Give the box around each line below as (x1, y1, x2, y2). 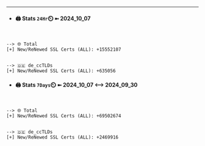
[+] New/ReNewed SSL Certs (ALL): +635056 (6, 68, 116, 74)
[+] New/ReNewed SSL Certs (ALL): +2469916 (6, 134, 119, 141)
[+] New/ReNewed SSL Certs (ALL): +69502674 (6, 113, 121, 119)
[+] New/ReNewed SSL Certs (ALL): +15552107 (6, 46, 121, 53)
